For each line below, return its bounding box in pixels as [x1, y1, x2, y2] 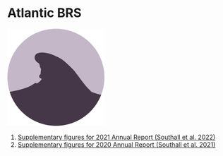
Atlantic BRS [7, 5, 82, 21]
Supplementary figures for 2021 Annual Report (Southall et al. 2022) [17, 133, 216, 141]
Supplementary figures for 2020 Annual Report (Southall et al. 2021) [17, 140, 216, 149]
